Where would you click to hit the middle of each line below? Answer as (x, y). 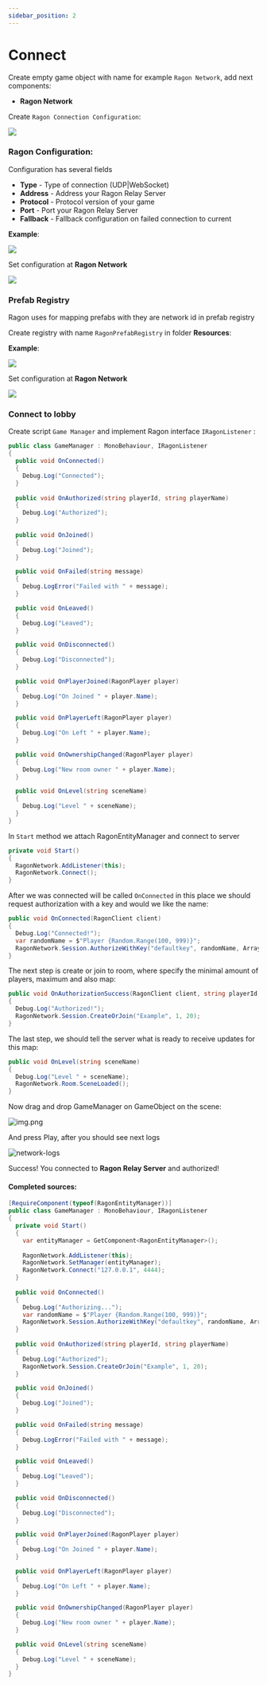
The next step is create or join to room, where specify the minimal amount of (133, 971)
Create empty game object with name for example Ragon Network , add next (131, 77)
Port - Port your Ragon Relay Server (79, 210)
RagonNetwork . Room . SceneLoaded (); (72, 1084)
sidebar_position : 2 (43, 16)
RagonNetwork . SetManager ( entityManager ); (92, 1263)
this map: (23, 1047)
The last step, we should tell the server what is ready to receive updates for (132, 1038)
